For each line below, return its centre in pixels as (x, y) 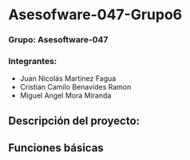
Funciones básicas (56, 148)
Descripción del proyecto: (74, 120)
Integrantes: (33, 62)
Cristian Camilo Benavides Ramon (75, 87)
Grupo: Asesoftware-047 (58, 40)
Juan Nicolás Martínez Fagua (68, 78)
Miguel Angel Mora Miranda (65, 96)
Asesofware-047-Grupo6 (95, 15)
